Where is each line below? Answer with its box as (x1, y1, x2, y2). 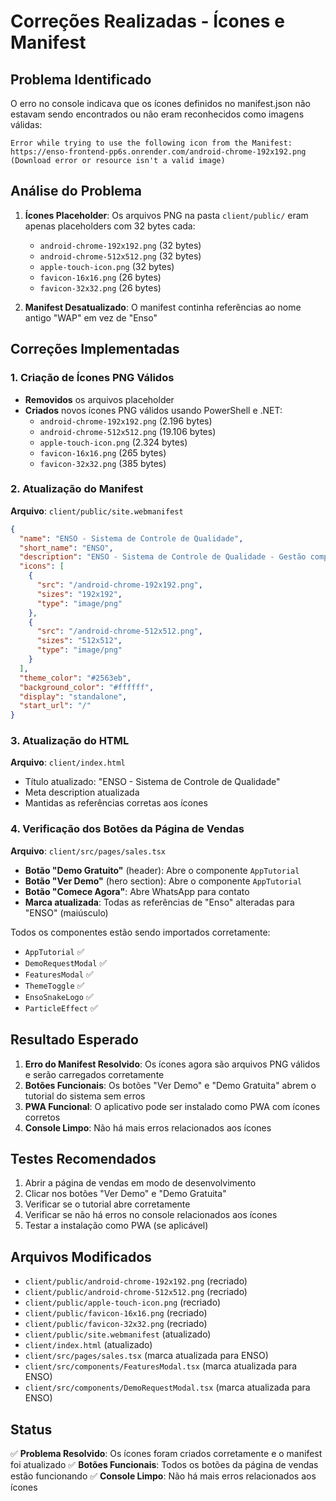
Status (10, 1421, 53, 1438)
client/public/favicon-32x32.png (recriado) (24, 1318, 208, 1330)
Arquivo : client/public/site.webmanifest (10, 505, 184, 517)
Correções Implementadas (10, 341, 180, 358)
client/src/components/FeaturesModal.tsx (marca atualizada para (24, 1360, 298, 1372)
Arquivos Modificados (10, 1248, 152, 1265)
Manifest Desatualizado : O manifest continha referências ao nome (24, 301, 302, 313)
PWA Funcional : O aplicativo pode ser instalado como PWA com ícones (24, 1100, 321, 1112)
